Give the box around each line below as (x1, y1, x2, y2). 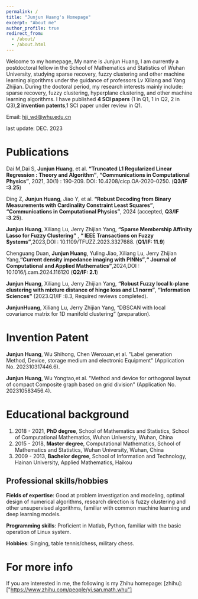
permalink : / (6, 8, 38, 15)
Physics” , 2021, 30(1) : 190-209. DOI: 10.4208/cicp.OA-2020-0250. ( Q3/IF (6, 177, 188, 184)
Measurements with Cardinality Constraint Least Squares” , (6, 202, 155, 209)
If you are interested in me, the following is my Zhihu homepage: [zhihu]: (6, 580, 183, 587)
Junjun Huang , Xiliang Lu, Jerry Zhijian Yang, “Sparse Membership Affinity (6, 225, 192, 232)
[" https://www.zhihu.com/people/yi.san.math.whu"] (6, 586, 132, 593)
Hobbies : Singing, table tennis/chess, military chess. (6, 539, 135, 547)
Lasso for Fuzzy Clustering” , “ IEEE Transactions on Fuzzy (6, 232, 154, 239)
